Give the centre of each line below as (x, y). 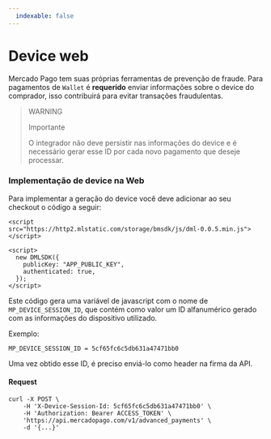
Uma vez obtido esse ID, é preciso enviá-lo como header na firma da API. (131, 363)
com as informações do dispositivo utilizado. (83, 318)
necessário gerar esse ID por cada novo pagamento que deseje (134, 151)
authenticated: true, (59, 271)
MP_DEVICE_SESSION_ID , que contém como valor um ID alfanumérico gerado (133, 309)
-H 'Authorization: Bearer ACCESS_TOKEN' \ (97, 414)
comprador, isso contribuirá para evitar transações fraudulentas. (116, 96)
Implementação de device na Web (76, 181)
